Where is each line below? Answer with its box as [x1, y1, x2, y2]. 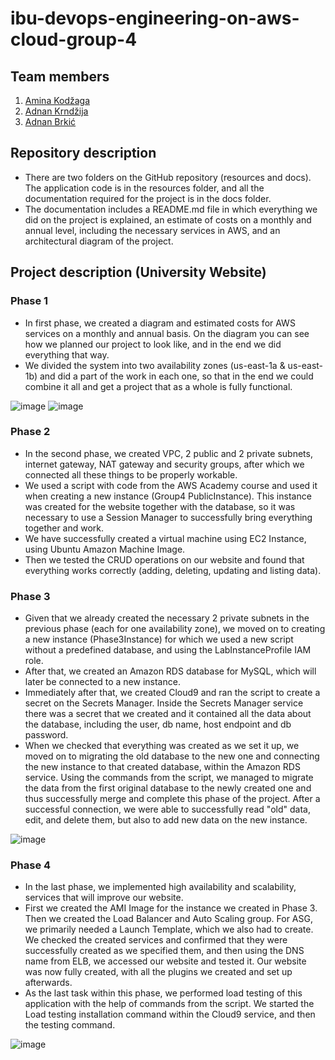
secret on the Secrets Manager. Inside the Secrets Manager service [24, 697, 304, 709]
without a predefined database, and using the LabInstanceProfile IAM [24, 644, 312, 656]
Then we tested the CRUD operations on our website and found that [24, 553, 305, 566]
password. [24, 729, 69, 741]
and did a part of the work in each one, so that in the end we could [39, 370, 314, 382]
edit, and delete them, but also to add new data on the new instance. [24, 814, 308, 826]
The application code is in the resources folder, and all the [24, 182, 265, 194]
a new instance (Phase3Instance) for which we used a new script [24, 633, 294, 646]
